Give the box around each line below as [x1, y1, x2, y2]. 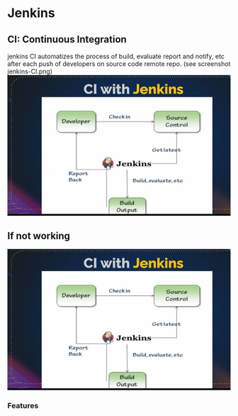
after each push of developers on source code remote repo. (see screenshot [7, 60, 231, 68]
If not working [7, 229, 71, 242]
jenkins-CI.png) [7, 67, 53, 75]
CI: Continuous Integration [7, 33, 127, 45]
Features [7, 401, 39, 411]
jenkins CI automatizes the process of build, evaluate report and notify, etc [7, 52, 225, 60]
